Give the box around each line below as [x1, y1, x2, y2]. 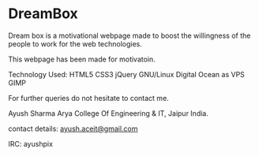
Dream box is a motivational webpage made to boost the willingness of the [8, 31, 251, 40]
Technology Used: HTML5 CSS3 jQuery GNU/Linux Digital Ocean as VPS [8, 69, 245, 79]
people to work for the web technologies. [8, 39, 142, 48]
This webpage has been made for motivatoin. [8, 54, 156, 64]
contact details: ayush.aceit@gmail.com [8, 124, 138, 133]
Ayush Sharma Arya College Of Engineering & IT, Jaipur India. [8, 108, 209, 118]
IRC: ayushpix [8, 139, 54, 148]
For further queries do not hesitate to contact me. [8, 93, 170, 102]
